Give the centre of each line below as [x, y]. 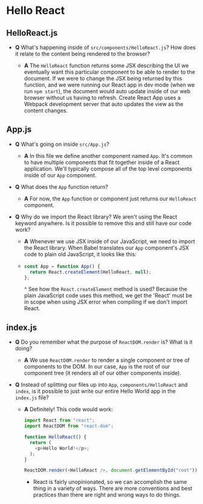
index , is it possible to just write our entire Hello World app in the [95, 391]
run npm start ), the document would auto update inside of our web [107, 91]
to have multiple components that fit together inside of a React [102, 162]
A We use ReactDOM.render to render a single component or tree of [107, 360]
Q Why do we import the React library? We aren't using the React [96, 217]
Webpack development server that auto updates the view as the [104, 104]
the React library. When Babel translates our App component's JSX [106, 247]
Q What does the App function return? [62, 187]
